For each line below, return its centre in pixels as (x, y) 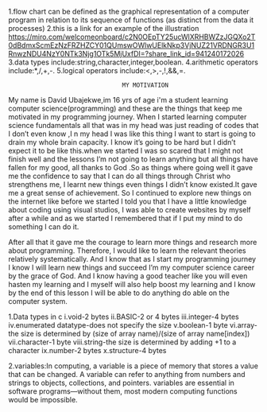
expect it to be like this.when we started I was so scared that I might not (126, 151)
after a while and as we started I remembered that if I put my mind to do (126, 218)
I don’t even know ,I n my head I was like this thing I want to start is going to (132, 134)
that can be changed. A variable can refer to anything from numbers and (127, 374)
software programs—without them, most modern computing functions (123, 391)
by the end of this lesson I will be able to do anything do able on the (119, 293)
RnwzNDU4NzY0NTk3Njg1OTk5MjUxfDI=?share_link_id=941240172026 (126, 54)
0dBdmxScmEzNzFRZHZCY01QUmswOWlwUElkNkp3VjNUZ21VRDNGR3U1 (132, 45)
